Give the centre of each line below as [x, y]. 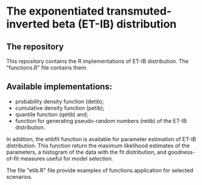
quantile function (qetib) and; [51, 114]
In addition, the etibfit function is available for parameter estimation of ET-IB [101, 139]
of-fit [13, 158]
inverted [28, 24]
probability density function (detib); [59, 101]
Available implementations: [59, 87]
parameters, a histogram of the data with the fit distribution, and [86, 152]
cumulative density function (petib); [60, 108]
